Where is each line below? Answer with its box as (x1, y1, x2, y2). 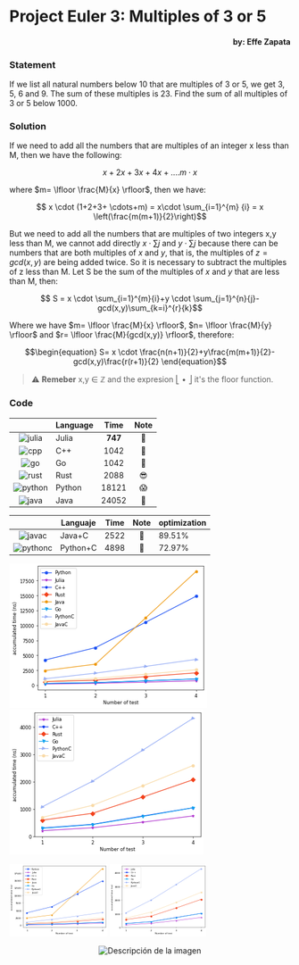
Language (54, 420, 94, 430)
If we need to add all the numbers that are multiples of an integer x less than (9, 140, 290, 151)
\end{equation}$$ (161, 356, 228, 367)
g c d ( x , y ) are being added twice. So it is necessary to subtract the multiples (9, 257, 287, 268)
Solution (9, 121, 47, 132)
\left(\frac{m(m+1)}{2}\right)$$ (93, 212, 207, 222)
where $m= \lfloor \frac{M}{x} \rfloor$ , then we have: (9, 185, 207, 195)
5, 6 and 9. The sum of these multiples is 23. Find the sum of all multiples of (9, 88, 288, 99)
